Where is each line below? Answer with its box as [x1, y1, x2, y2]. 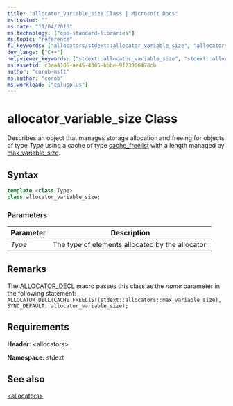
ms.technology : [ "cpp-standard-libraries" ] [7, 29, 135, 37]
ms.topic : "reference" [7, 36, 73, 43]
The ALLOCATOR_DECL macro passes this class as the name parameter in [7, 282, 221, 290]
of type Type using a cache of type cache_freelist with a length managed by [7, 142, 225, 150]
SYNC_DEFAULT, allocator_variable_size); [7, 303, 129, 310]
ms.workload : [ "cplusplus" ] [7, 81, 89, 88]
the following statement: [7, 289, 76, 297]
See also [7, 373, 45, 385]
